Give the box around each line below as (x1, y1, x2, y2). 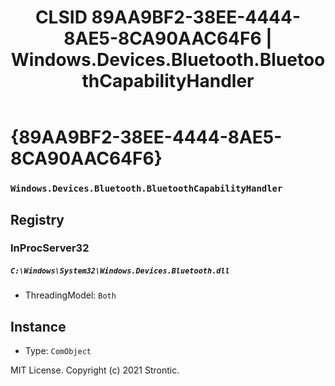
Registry (10, 211, 65, 228)
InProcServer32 (10, 241, 90, 255)
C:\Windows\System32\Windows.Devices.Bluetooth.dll (10, 266, 230, 276)
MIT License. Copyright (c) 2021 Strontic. (10, 364, 180, 376)
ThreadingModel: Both (24, 289, 117, 301)
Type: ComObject (24, 345, 92, 357)
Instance (10, 318, 67, 335)
